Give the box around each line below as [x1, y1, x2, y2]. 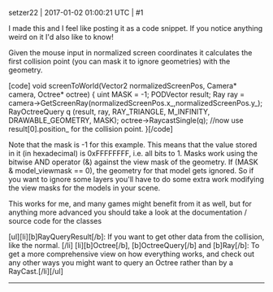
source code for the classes [8, 216, 102, 225]
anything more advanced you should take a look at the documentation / [8, 207, 248, 217]
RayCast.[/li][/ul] [8, 267, 63, 276]
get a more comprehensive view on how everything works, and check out [8, 249, 254, 259]
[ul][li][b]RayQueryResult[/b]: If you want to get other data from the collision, [8, 232, 265, 242]
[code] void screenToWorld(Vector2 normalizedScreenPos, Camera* [8, 81, 237, 90]
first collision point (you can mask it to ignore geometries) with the [8, 57, 231, 66]
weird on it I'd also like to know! [8, 33, 114, 41]
